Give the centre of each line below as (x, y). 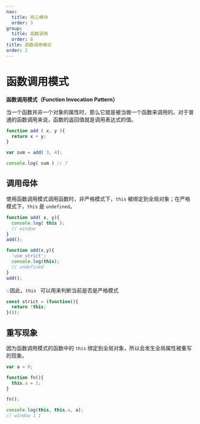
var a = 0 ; (20, 367)
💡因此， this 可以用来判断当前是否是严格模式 (62, 290)
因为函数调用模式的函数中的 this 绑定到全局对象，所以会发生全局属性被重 (96, 348)
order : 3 (22, 23)
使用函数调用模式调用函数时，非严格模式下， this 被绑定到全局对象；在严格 (98, 199)
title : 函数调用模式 (29, 45)
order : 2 (17, 51)
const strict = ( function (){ (42, 301)
